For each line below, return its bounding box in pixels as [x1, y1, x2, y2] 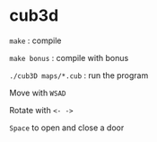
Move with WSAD [9, 87, 66, 98]
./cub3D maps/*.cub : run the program [9, 69, 149, 81]
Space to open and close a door [9, 122, 125, 133]
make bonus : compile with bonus [9, 52, 129, 63]
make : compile [9, 35, 62, 46]
